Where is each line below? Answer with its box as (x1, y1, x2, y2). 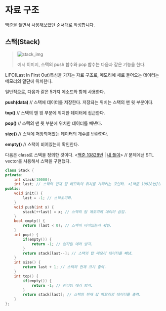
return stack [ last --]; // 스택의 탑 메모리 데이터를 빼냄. (23, 251, 133, 256)
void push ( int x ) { (14, 205, 54, 209)
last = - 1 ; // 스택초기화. (23, 196, 73, 201)
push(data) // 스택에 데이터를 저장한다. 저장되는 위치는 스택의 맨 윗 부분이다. (5, 99, 154, 105)
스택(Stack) (5, 38, 41, 46)
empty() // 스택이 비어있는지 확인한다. (5, 141, 79, 147)
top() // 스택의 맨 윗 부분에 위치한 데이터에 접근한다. (5, 109, 105, 115)
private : (5, 172, 23, 177)
